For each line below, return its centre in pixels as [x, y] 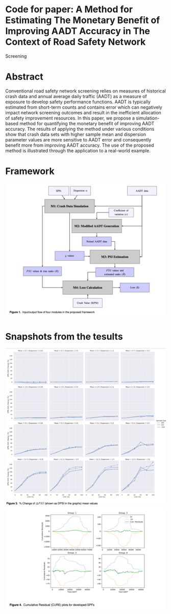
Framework [30, 171]
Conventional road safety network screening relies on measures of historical [86, 91]
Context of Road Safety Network [76, 42]
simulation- [148, 118]
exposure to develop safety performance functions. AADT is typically [78, 102]
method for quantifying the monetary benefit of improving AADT [87, 123]
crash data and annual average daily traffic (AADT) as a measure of [76, 96]
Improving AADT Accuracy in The [78, 31]
